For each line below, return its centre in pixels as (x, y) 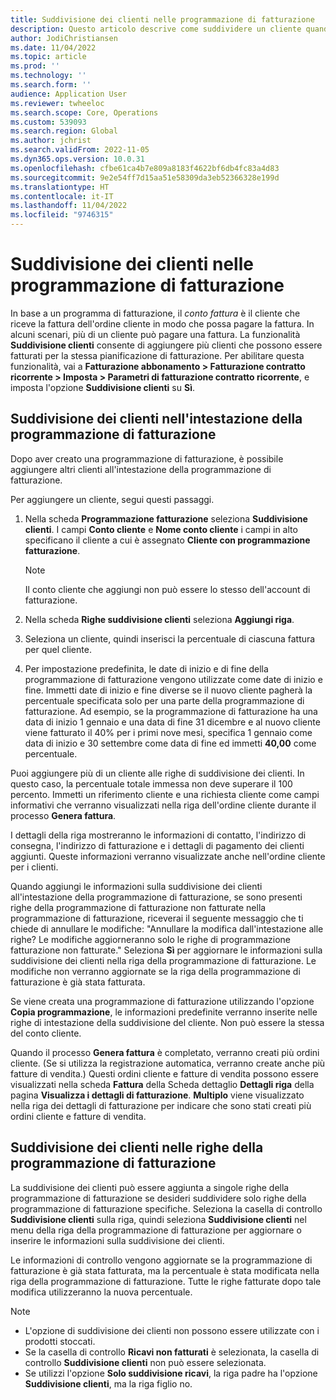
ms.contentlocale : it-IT (62, 196)
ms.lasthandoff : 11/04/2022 (69, 206)
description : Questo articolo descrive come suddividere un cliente (156, 29)
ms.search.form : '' (51, 85)
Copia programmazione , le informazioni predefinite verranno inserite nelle (164, 1012)
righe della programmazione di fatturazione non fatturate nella (138, 907)
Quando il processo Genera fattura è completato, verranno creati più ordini (165, 1052)
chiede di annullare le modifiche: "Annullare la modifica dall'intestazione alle (167, 928)
